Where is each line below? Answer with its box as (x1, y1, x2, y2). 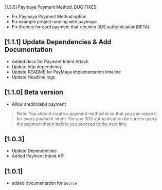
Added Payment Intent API (11, 153, 65, 159)
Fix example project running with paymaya (11, 19, 97, 24)
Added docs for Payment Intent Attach (11, 58, 89, 64)
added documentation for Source (11, 180, 77, 186)
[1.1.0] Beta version (4, 88, 64, 96)
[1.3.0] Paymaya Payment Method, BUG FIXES (4, 4, 97, 10)
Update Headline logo (11, 74, 55, 80)
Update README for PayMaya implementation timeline (11, 69, 121, 75)
